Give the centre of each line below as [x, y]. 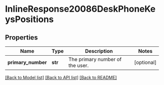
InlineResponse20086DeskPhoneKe [80, 9]
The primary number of [95, 59]
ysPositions [30, 19]
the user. [78, 65]
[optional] [145, 62]
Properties [21, 37]
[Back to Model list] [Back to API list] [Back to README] [61, 77]
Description [99, 51]
